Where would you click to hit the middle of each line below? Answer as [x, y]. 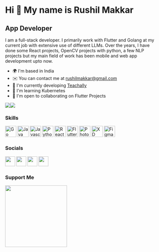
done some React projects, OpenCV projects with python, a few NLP [75, 51]
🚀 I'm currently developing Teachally [49, 85]
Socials [14, 148]
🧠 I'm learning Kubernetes [39, 90]
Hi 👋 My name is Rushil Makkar [69, 10]
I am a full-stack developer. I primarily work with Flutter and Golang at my [80, 40]
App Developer [29, 28]
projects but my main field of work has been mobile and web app [71, 56]
